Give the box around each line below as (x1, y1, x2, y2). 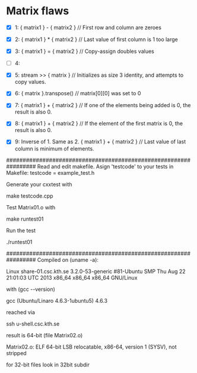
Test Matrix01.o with (6, 203, 56, 211)
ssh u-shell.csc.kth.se (6, 320, 60, 327)
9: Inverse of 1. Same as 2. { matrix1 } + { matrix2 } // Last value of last (14, 138, 186, 145)
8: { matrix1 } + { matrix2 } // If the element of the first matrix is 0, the (14, 120, 183, 127)
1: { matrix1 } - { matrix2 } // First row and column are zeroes (14, 24, 162, 31)
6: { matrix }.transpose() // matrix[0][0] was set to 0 (14, 90, 141, 97)
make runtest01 (6, 215, 44, 222)
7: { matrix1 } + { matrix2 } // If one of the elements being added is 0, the (14, 102, 191, 109)
